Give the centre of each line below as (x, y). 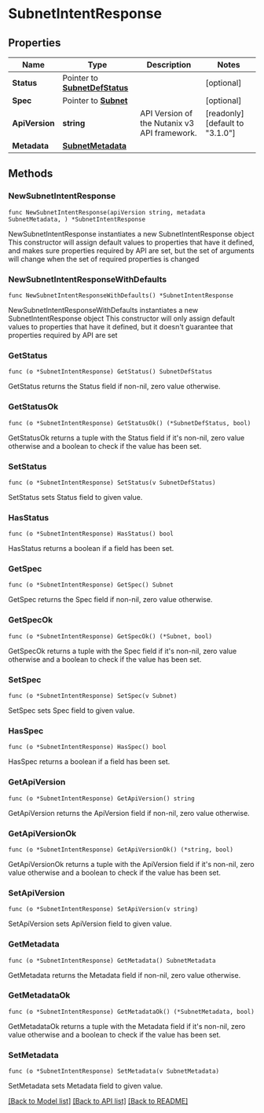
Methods (31, 174)
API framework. (169, 133)
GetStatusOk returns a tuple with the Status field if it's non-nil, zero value (126, 438)
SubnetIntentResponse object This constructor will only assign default (122, 318)
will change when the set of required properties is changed (104, 259)
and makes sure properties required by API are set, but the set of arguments (131, 250)
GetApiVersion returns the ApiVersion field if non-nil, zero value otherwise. (129, 813)
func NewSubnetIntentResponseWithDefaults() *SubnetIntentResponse (121, 296)
